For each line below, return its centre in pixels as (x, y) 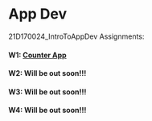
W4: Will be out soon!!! (47, 111)
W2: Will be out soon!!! (47, 73)
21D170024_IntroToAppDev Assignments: (76, 36)
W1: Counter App (37, 55)
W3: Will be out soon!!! (47, 92)
